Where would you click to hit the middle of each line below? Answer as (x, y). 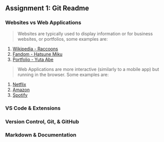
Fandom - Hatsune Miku (37, 54)
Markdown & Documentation (41, 135)
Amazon (21, 90)
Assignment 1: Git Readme (47, 8)
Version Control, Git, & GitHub (42, 121)
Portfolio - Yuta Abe (33, 59)
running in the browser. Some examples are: (63, 75)
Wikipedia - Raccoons (35, 49)
